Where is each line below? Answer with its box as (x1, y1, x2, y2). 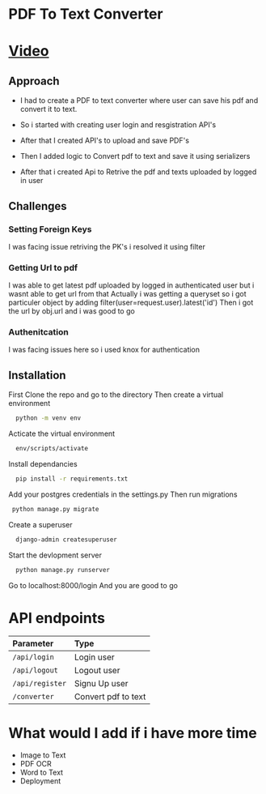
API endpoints (8, 608, 105, 627)
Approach (8, 74, 60, 88)
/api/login (12, 653, 54, 662)
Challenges (8, 199, 67, 213)
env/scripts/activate (15, 445, 89, 453)
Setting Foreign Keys (8, 224, 92, 235)
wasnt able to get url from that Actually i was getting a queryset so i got (8, 289, 247, 299)
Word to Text (19, 767, 63, 778)
